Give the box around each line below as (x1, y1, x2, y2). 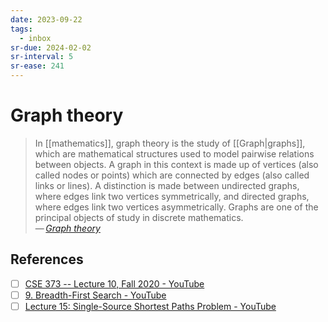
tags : (10, 24, 33, 34)
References (10, 251, 84, 268)
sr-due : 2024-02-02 (10, 42, 92, 53)
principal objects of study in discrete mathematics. (34, 211, 244, 223)
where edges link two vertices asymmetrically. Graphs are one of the (34, 201, 319, 213)
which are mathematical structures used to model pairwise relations (34, 147, 315, 160)
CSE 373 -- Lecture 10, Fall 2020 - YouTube (24, 277, 205, 290)
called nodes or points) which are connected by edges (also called (34, 169, 310, 181)
